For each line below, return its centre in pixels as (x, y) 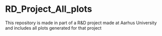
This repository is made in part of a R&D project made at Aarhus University (81, 23)
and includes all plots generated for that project (53, 28)
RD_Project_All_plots (49, 9)
